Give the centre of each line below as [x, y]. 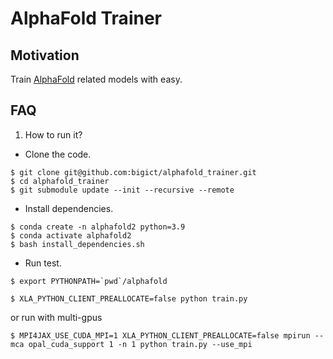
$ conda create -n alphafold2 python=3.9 [98, 227]
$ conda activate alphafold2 [71, 235]
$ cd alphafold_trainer [60, 181]
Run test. [43, 263]
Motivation [45, 55]
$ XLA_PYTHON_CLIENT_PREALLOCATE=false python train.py [129, 298]
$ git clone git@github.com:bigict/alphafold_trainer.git [133, 172]
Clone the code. [58, 154]
